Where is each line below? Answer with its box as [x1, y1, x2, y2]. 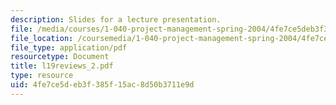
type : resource [10, 71, 74, 81]
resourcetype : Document [10, 52, 110, 62]
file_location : [10, 33, 74, 43]
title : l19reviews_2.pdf [10, 61, 114, 71]
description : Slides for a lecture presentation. [10, 14, 222, 25]
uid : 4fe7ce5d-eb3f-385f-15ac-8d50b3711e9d [10, 80, 195, 90]
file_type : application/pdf [10, 42, 128, 53]
